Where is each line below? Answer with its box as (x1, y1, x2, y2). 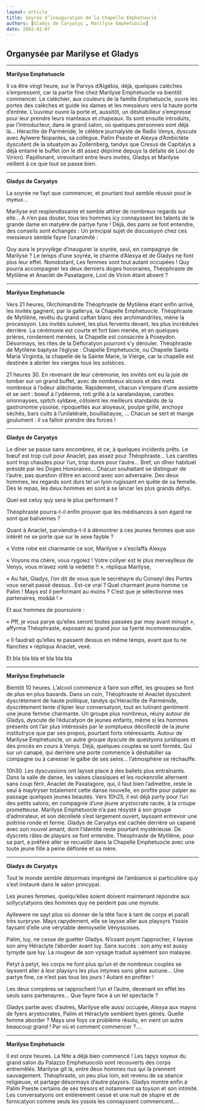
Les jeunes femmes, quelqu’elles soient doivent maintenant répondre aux (6, 893, 190, 900)
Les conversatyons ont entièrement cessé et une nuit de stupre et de (6, 1091, 180, 1099)
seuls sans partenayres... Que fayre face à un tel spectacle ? (6, 992, 159, 999)
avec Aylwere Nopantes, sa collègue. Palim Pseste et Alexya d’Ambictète (6, 134, 189, 142)
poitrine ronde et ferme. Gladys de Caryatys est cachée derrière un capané (6, 819, 196, 827)
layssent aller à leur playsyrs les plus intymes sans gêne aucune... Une (6, 967, 184, 974)
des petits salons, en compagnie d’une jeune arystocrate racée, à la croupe (6, 800, 196, 807)
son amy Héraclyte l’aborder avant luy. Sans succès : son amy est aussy (6, 942, 188, 949)
